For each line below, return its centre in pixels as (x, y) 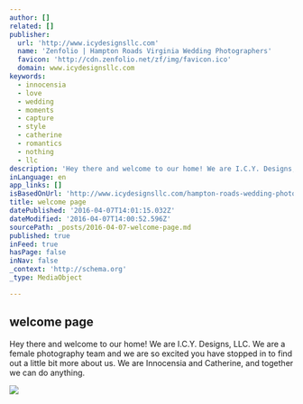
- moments (36, 110)
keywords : (28, 77)
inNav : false (34, 261)
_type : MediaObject (46, 278)
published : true (40, 235)
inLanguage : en (38, 177)
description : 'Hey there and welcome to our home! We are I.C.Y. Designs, (153, 169)
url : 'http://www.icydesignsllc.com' (88, 43)
